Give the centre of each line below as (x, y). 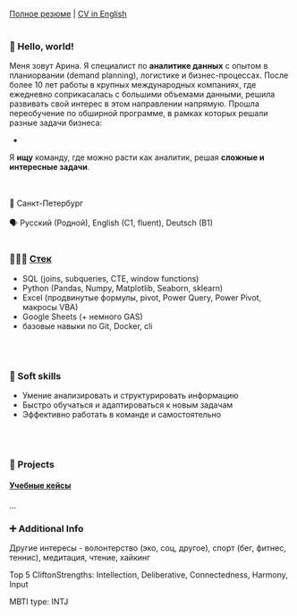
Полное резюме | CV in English (68, 14)
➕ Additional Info (47, 528)
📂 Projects (32, 464)
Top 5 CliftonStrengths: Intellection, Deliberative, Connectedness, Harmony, (148, 575)
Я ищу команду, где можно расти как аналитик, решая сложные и (137, 157)
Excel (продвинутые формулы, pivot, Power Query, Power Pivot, (142, 297)
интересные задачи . (50, 167)
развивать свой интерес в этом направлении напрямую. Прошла (134, 104)
